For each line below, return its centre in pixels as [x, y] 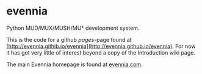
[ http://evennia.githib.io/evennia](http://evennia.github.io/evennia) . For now [101, 46]
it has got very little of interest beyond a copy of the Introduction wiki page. [101, 52]
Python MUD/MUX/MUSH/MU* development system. [73, 28]
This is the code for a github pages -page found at [69, 39]
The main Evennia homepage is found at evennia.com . [74, 64]
